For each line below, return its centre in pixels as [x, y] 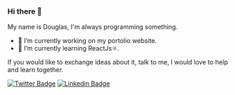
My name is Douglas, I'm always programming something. [93, 27]
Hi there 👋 [25, 11]
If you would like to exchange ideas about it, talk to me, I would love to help [118, 62]
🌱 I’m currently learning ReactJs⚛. [69, 49]
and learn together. [35, 70]
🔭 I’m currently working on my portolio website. [87, 41]
